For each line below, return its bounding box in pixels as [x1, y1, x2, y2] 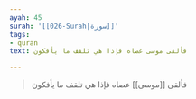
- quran [9, 38, 39, 48]
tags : [9, 30, 30, 39]
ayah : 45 [9, 13, 42, 22]
